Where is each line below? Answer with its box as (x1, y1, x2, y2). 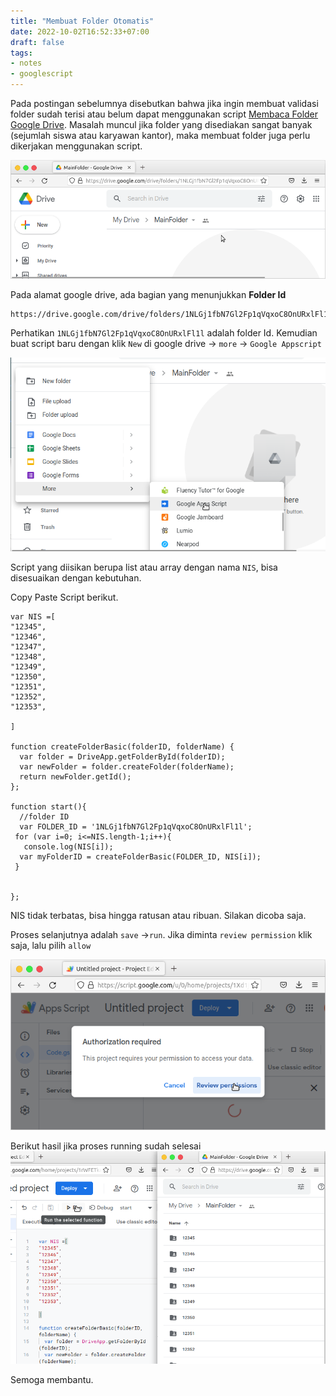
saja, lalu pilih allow (10, 939, 92, 951)
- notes (10, 58, 43, 69)
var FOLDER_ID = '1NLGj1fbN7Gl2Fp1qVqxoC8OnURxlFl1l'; (19, 821, 253, 832)
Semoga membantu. (10, 1374, 94, 1386)
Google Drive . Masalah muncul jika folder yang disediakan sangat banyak (10, 119, 313, 130)
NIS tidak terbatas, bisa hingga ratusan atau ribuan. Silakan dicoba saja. (10, 909, 307, 921)
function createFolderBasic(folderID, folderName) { (10, 741, 235, 752)
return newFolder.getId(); (19, 771, 132, 782)
